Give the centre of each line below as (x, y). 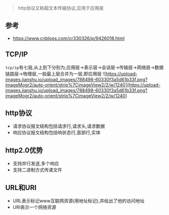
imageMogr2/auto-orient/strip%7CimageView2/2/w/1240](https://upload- (83, 85)
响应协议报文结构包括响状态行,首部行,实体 (56, 133)
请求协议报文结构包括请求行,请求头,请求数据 (59, 126)
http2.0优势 (24, 150)
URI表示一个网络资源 (34, 207)
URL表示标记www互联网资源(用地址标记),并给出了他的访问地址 (78, 201)
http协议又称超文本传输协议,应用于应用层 (61, 8)
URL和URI (21, 188)
